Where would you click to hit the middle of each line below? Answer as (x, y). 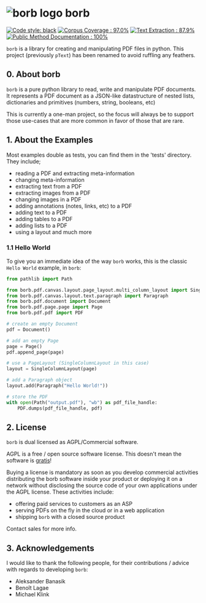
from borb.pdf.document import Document (59, 301)
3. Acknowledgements (50, 548)
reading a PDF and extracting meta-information (75, 173)
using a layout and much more (53, 232)
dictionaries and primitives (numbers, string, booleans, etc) (81, 102)
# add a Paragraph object (39, 380)
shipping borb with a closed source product (70, 517)
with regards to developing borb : (47, 570)
